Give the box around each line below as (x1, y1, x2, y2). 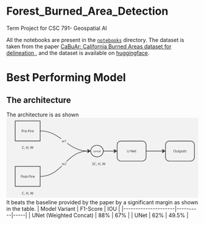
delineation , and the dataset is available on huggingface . (6, 49, 150, 56)
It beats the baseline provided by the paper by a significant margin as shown (6, 199, 199, 206)
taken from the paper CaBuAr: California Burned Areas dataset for (6, 43, 172, 50)
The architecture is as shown (6, 111, 79, 118)
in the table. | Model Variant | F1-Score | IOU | (6, 205, 121, 213)
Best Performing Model (6, 71, 126, 85)
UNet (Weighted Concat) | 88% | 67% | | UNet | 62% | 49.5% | (31, 212, 189, 219)
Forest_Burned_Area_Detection (6, 4, 169, 18)
